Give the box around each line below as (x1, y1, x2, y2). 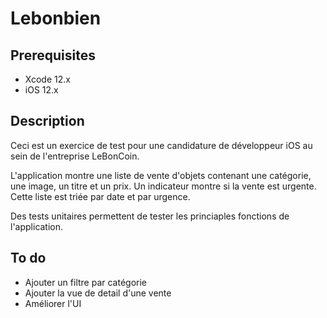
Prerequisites (10, 47, 96, 64)
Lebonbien (10, 7, 102, 30)
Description (10, 113, 85, 130)
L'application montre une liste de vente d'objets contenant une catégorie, (10, 169, 312, 181)
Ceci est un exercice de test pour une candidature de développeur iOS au (10, 139, 313, 151)
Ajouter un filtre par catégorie (24, 276, 148, 288)
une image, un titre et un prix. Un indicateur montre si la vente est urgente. (10, 180, 317, 192)
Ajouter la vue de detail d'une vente (24, 287, 172, 299)
